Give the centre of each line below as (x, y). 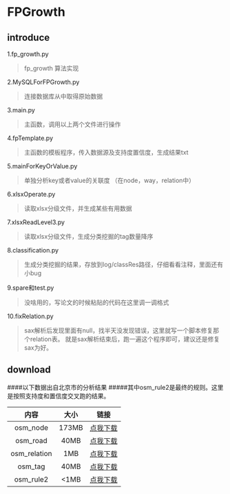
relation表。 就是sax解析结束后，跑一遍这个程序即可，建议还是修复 (125, 339)
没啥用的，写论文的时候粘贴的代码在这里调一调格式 (96, 302)
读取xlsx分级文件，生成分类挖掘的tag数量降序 (88, 236)
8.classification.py (33, 250)
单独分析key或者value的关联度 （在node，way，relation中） (109, 180)
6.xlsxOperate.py (31, 194)
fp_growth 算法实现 (51, 68)
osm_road (31, 440)
